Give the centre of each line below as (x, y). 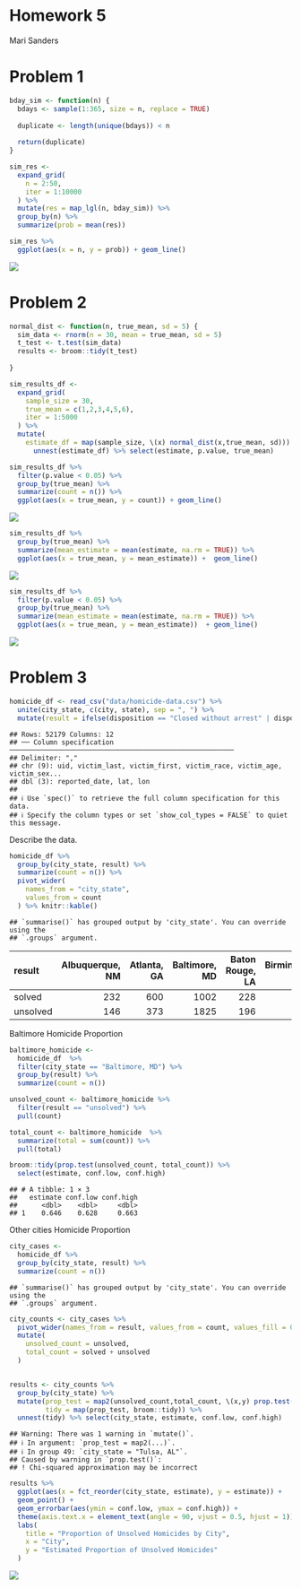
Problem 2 (48, 302)
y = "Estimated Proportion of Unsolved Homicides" (122, 1550)
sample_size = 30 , (60, 401)
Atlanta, (146, 965)
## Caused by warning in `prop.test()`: (86, 1460)
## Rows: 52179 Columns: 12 (62, 734)
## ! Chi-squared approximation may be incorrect (104, 1468)
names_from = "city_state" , (77, 890)
